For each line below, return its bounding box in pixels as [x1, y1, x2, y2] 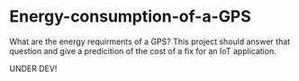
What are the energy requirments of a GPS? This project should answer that [9, 36, 291, 47]
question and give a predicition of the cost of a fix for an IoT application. [9, 45, 276, 56]
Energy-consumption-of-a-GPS [9, 6, 251, 27]
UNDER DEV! [9, 63, 58, 74]
